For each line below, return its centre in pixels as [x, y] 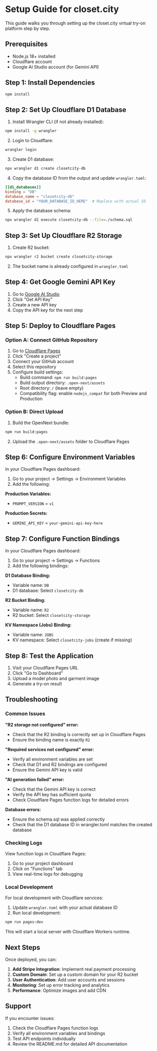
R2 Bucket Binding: [25, 600]
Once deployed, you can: [31, 959]
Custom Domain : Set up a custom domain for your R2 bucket [75, 974]
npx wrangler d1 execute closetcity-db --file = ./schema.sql [69, 220]
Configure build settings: [38, 372]
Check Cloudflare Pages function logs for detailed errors [71, 800]
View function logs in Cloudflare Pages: [46, 854]
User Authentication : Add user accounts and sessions [69, 980]
